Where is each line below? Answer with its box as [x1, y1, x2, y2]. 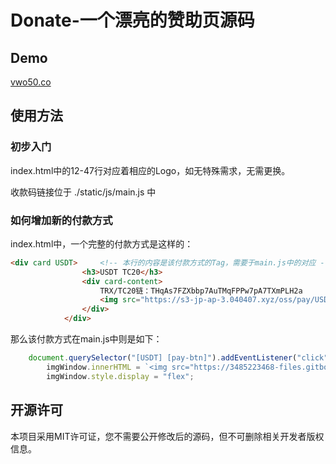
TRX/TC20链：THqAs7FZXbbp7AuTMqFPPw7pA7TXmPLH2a [99, 286, 303, 296]
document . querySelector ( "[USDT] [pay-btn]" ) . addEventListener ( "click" [28, 353, 329, 363]
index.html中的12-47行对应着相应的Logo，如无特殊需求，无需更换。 [10, 164, 291, 176]
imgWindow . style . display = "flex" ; [46, 371, 195, 381]
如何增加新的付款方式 [10, 213, 113, 227]
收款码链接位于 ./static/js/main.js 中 [10, 186, 157, 198]
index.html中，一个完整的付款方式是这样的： [10, 237, 194, 250]
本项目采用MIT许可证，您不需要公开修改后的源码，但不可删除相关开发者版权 [10, 430, 325, 442]
